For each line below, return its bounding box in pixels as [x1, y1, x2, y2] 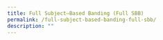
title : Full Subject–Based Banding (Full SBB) [7, 9, 144, 17]
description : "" [7, 22, 54, 29]
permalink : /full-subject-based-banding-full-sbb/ [7, 16, 157, 23]
